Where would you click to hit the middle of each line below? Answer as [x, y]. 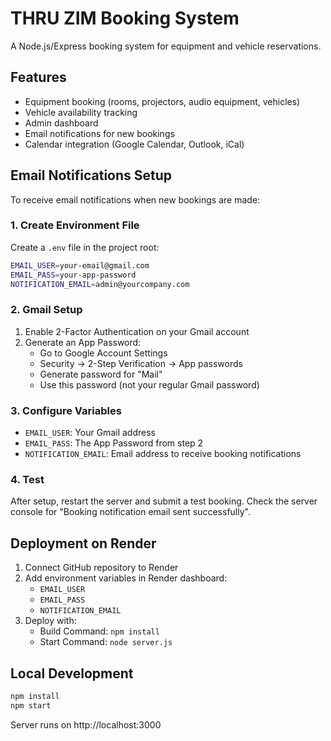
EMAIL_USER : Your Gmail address [90, 433]
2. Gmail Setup [46, 310]
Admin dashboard [61, 123]
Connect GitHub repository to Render [101, 568]
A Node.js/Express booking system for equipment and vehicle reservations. [166, 46]
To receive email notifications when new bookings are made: [135, 199]
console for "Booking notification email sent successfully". [130, 512]
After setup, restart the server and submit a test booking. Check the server [164, 501]
